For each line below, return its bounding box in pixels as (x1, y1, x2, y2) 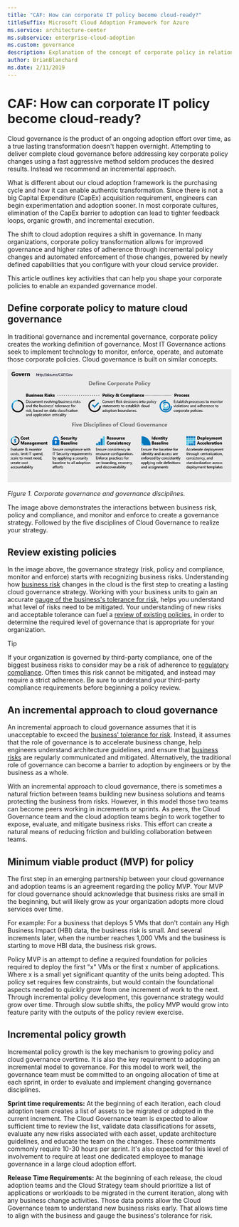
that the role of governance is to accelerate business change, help (7, 738, 202, 747)
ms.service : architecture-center (7, 26, 107, 33)
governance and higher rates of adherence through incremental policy (7, 245, 213, 253)
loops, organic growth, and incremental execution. (7, 216, 154, 224)
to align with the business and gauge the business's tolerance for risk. (7, 1211, 213, 1220)
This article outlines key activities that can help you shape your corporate (7, 274, 223, 283)
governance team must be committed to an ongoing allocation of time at (7, 1070, 219, 1078)
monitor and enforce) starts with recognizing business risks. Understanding (7, 573, 229, 581)
